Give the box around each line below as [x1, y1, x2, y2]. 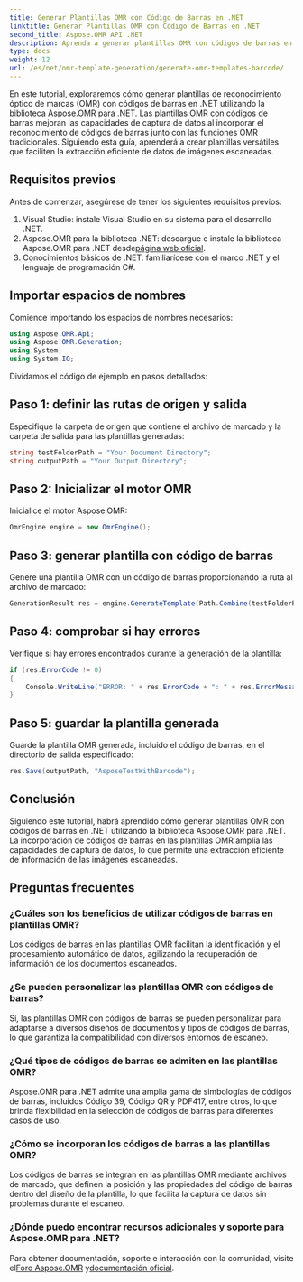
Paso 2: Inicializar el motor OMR [9, 481, 192, 497]
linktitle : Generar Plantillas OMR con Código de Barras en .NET [9, 22, 260, 31]
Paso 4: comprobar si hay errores [9, 624, 201, 640]
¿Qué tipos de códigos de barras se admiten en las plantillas [9, 1054, 278, 1067]
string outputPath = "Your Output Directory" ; [9, 456, 188, 465]
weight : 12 [9, 55, 50, 64]
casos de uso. [9, 1115, 61, 1126]
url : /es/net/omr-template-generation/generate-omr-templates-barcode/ [9, 64, 284, 73]
